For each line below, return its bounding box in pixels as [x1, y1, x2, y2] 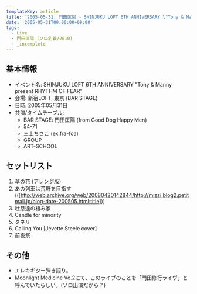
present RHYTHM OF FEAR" [14, 87, 83, 94]
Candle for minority [14, 211, 62, 218]
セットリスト [6, 161, 53, 171]
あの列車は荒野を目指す [14, 185, 72, 192]
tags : [6, 25, 19, 31]
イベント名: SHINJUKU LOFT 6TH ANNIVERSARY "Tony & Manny [14, 81, 172, 88]
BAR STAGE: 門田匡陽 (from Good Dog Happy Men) [23, 116, 147, 123]
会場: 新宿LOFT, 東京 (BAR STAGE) [14, 94, 98, 101]
